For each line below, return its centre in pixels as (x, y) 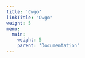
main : (19, 34)
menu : (13, 29)
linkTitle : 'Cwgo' (29, 18)
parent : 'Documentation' (49, 46)
